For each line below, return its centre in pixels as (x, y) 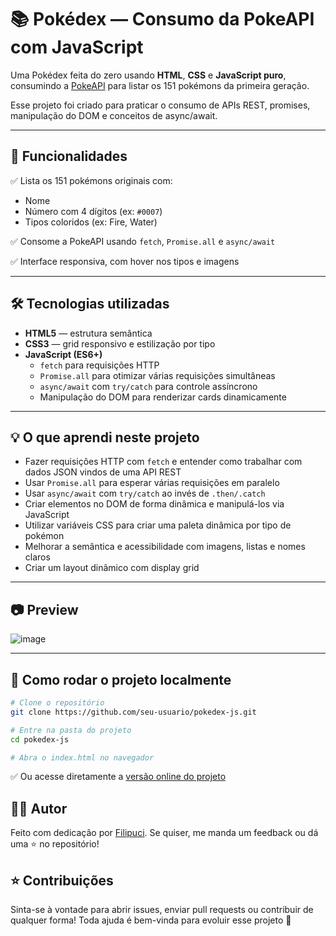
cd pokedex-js (40, 739)
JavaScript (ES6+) (63, 354)
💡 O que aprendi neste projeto (105, 437)
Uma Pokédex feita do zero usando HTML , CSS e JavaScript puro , (148, 75)
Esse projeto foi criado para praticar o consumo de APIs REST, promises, (160, 105)
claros (37, 557)
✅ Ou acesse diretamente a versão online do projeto (118, 777)
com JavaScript (77, 47)
